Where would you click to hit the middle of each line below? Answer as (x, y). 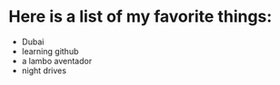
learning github (50, 51)
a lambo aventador (57, 61)
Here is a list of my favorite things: (140, 17)
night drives (44, 71)
